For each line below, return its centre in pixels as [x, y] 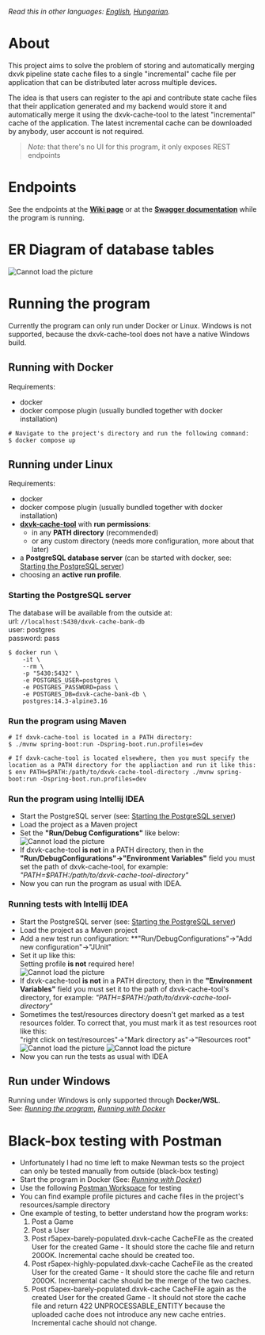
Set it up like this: [48, 955]
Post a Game [52, 1222]
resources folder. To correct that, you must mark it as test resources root [138, 1022]
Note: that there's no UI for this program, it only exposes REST [129, 147]
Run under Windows [59, 1081]
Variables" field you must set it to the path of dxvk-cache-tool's [124, 989]
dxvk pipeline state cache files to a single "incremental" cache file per [122, 74]
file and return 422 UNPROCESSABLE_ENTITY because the [128, 1306]
